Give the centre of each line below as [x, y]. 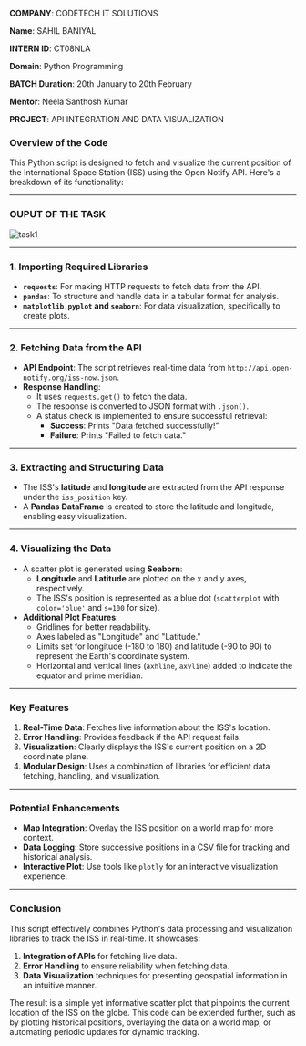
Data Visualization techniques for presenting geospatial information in [155, 975]
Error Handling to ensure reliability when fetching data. [126, 966]
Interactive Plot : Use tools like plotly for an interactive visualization [150, 867]
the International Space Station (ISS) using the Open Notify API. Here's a [145, 173]
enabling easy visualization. [75, 517]
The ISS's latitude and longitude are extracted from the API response [153, 487]
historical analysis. [57, 857]
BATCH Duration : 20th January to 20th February [101, 84]
